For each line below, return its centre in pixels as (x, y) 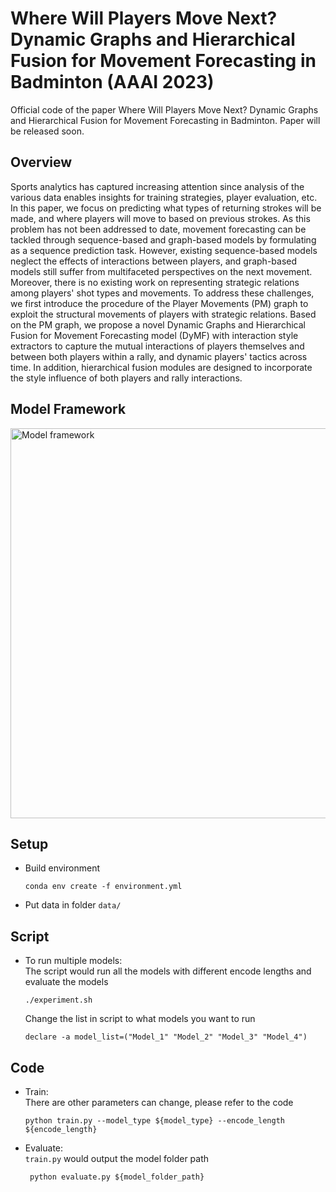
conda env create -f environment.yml (103, 887)
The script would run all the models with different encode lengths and (168, 971)
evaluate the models (66, 982)
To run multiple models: (73, 961)
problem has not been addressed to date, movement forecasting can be (158, 229)
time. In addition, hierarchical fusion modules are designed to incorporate (161, 367)
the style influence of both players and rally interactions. (126, 378)
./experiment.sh (58, 1000)
